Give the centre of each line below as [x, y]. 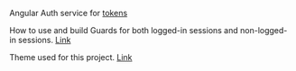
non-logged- [264, 30]
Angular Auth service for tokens [69, 13]
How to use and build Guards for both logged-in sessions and [124, 30]
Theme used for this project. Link [71, 57]
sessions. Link [44, 40]
